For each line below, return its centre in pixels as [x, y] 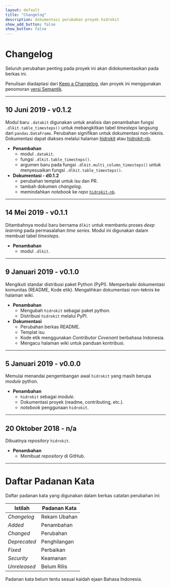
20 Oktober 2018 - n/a [41, 429]
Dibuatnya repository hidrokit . [38, 441]
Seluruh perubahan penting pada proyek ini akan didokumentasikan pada [82, 68]
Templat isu [32, 332]
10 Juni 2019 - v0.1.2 [38, 110]
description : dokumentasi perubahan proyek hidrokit [62, 19]
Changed [19, 533]
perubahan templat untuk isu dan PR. [59, 181]
